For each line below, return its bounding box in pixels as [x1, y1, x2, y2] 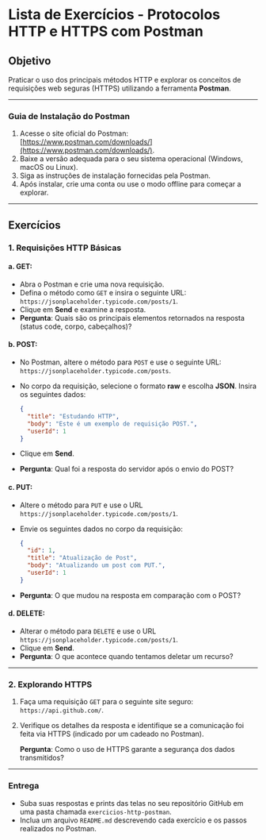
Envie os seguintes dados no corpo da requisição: [19, 524, 184, 534]
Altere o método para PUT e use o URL [19, 500, 143, 510]
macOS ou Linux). [19, 163, 78, 172]
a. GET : [8, 262, 33, 272]
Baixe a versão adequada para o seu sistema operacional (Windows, [19, 154, 243, 164]
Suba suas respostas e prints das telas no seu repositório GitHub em [19, 798, 244, 807]
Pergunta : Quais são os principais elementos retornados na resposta [19, 313, 245, 322]
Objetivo [8, 54, 51, 67]
